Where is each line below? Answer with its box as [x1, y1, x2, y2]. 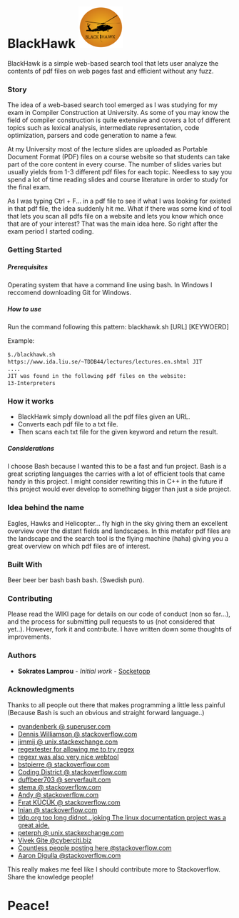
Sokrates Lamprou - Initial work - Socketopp [17, 667, 151, 675]
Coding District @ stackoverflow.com [17, 767, 127, 776]
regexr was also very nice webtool [17, 752, 119, 761]
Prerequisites [7, 262, 49, 271]
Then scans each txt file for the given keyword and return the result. [17, 428, 218, 436]
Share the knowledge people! [7, 872, 94, 881]
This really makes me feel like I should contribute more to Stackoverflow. [7, 864, 221, 874]
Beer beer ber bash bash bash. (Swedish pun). [7, 575, 145, 584]
